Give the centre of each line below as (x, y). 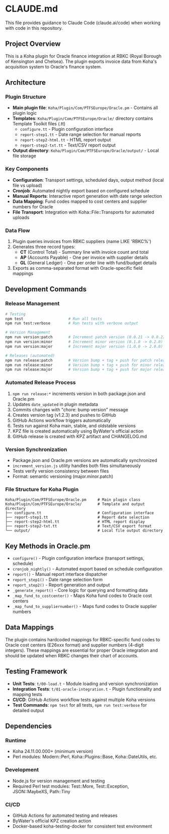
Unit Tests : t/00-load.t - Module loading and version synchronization (85, 684)
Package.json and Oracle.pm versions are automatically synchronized (85, 460)
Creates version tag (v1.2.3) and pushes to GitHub (64, 415)
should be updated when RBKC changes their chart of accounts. (72, 655)
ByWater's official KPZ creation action (52, 820)
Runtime (16, 740)
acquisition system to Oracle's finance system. (54, 66)
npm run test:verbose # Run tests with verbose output (72, 323)
